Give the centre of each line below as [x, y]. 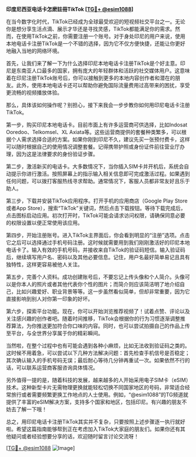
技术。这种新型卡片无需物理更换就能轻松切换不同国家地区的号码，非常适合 [95, 387]
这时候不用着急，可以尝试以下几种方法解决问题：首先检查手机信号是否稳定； [98, 353]
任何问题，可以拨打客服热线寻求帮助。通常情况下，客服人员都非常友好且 [93, 181]
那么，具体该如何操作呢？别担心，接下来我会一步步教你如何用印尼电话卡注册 [98, 105]
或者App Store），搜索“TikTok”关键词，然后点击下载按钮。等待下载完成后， [96, 208]
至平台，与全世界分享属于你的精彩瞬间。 [55, 333]
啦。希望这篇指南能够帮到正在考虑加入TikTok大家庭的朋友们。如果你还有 [93, 429]
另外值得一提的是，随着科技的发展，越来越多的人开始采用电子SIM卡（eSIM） [97, 380]
